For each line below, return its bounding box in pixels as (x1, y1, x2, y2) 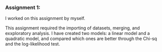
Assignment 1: (5, 4, 41, 11)
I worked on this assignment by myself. (5, 15, 86, 21)
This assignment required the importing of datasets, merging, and (5, 25, 140, 31)
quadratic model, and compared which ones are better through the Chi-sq (5, 35, 157, 41)
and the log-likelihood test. (5, 41, 60, 47)
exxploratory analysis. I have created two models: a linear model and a (5, 30, 150, 36)
